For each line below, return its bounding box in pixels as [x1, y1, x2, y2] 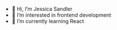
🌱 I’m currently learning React [11, 18, 84, 24]
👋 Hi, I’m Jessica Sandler [11, 6, 73, 12]
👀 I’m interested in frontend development [11, 12, 111, 18]
